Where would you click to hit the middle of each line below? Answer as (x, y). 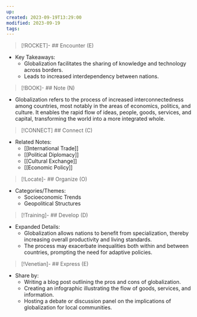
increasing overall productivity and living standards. (88, 240)
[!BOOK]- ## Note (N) (48, 88)
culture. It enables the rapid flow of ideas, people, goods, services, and (103, 112)
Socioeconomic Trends (53, 197)
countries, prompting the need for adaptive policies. (88, 252)
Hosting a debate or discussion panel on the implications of (97, 301)
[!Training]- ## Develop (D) (54, 215)
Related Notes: (33, 142)
